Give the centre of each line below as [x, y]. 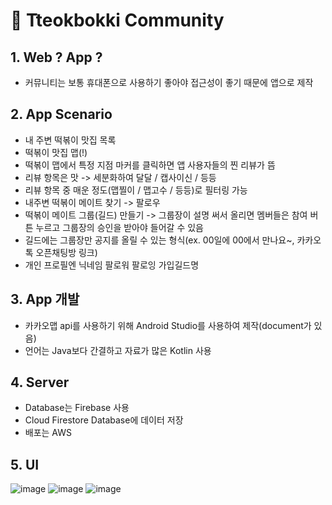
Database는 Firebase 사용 [77, 408]
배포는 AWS [48, 433]
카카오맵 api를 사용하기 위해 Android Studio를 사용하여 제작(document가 [168, 325]
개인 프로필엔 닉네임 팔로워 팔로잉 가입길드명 [112, 265]
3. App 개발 [45, 299]
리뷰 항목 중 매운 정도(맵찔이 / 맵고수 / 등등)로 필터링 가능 [136, 190]
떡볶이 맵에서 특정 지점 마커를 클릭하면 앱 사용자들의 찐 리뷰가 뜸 [150, 165]
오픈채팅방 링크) [66, 252]
